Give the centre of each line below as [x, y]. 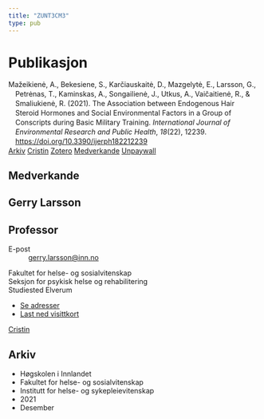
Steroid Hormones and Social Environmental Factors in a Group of [124, 113]
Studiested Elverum [40, 290]
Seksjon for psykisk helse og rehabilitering [78, 282]
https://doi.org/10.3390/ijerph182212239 [81, 141]
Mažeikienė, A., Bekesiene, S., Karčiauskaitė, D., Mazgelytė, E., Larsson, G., [132, 85]
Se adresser [39, 306]
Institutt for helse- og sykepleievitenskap [87, 391]
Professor [33, 229]
